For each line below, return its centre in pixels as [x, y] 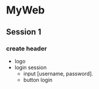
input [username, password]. [58, 73]
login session [30, 67]
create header [27, 49]
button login [38, 80]
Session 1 [24, 32]
